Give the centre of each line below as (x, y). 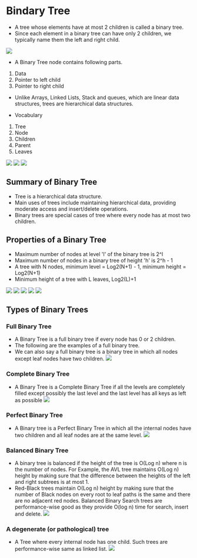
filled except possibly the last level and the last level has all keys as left (100, 393)
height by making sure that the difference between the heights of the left (103, 476)
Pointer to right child (39, 86)
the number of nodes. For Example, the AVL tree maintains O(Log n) (97, 470)
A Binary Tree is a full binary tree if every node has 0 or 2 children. (95, 339)
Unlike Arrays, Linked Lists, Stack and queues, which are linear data (97, 97)
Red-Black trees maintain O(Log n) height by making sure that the (94, 488)
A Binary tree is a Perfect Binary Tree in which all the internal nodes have (103, 428)
